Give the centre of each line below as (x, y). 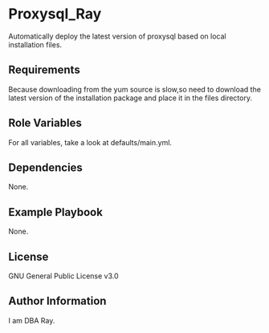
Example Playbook (55, 212)
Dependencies (45, 167)
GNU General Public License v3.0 (63, 276)
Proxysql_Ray (55, 14)
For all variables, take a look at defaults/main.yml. (90, 142)
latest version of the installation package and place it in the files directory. (130, 98)
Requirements (44, 70)
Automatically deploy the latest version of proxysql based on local (117, 36)
